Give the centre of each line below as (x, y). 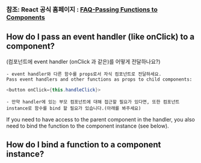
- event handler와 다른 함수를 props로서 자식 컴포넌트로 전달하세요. (84, 74)
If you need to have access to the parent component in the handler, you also (101, 119)
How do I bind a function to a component (84, 145)
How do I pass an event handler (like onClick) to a (100, 37)
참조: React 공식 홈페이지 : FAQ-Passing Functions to (82, 9)
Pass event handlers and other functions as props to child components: (99, 79)
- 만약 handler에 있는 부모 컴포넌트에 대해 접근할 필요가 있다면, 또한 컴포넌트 (93, 102)
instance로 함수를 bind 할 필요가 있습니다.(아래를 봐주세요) (74, 108)
